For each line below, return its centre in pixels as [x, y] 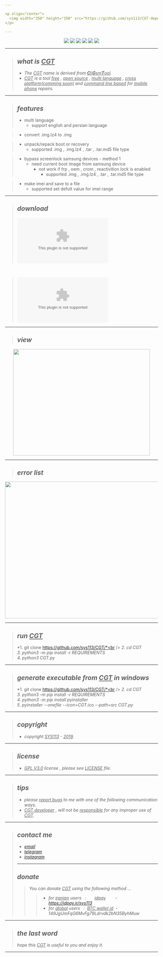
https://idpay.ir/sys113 [70, 903]
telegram [33, 852]
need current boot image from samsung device [79, 164]
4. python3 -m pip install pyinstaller [52, 700]
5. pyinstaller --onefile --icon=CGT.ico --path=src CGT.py [75, 705]
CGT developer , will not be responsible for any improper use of [88, 810]
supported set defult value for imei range [72, 189]
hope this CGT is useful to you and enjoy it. [60, 945]
